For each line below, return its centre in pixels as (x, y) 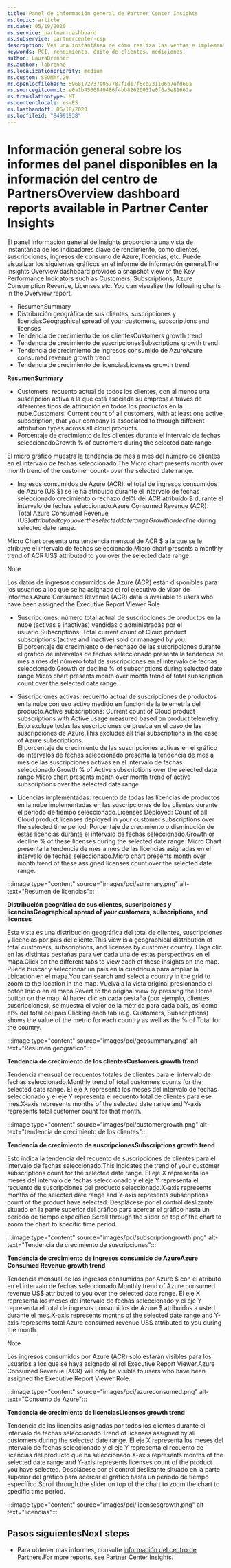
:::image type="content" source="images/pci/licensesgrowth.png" (101, 1504)
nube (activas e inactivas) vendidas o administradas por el (100, 625)
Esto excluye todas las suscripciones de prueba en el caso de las (109, 725)
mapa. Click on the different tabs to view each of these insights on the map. (113, 961)
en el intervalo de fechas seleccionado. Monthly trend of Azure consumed (111, 1285)
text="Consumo (30, 1399)
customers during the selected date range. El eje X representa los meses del (115, 1440)
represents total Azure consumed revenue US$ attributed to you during (121, 1322)
